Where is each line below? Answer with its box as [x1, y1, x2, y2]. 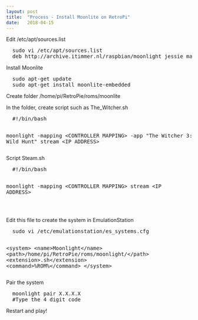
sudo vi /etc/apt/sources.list [12, 47, 103, 54]
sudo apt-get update [12, 76, 72, 83]
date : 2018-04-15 [6, 19, 54, 25]
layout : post [6, 8, 38, 15]
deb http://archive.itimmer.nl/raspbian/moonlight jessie [12, 53, 184, 60]
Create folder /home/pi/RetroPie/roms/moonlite [6, 93, 121, 100]
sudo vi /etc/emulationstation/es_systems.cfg [12, 228, 149, 235]
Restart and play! [6, 308, 48, 315]
